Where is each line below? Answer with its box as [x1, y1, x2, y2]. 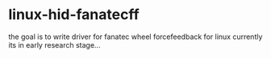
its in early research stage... [8, 40, 101, 49]
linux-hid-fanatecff [8, 6, 140, 24]
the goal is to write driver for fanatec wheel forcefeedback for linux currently [8, 32, 263, 41]
